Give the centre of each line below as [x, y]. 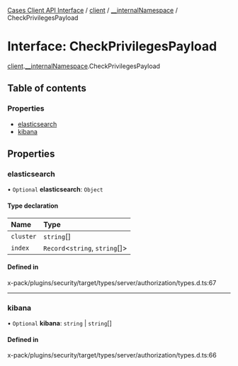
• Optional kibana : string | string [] [59, 323]
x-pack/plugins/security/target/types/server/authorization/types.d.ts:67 [112, 282]
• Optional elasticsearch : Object [55, 189]
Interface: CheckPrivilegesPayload [112, 46]
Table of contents [47, 88]
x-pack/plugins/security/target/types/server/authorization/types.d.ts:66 [112, 355]
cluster [24, 236]
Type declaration [33, 206]
